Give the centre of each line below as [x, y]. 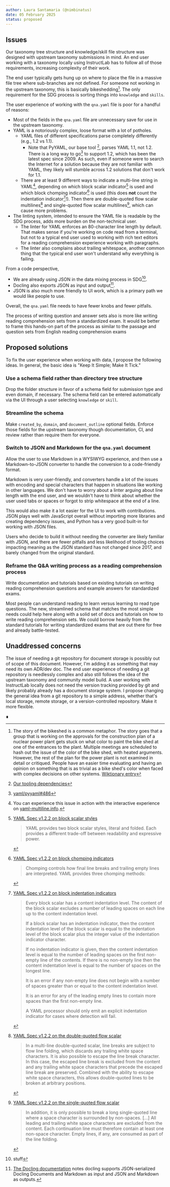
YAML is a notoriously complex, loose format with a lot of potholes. [83, 130]
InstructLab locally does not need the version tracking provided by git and [82, 685]
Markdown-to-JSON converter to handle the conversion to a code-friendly [83, 464]
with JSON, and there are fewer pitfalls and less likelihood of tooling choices [85, 542]
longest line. [38, 970]
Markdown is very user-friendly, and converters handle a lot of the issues [82, 479]
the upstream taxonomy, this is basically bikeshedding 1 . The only [73, 89]
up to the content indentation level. [62, 913]
